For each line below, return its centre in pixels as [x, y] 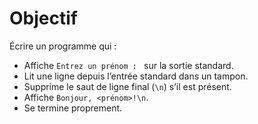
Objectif [43, 18]
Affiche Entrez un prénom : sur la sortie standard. [128, 65]
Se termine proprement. [73, 108]
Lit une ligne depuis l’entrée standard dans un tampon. [136, 76]
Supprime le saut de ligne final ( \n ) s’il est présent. [127, 86]
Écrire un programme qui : [63, 46]
